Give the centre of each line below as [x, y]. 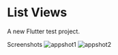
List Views [37, 13]
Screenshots [25, 44]
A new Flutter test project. [44, 31]
